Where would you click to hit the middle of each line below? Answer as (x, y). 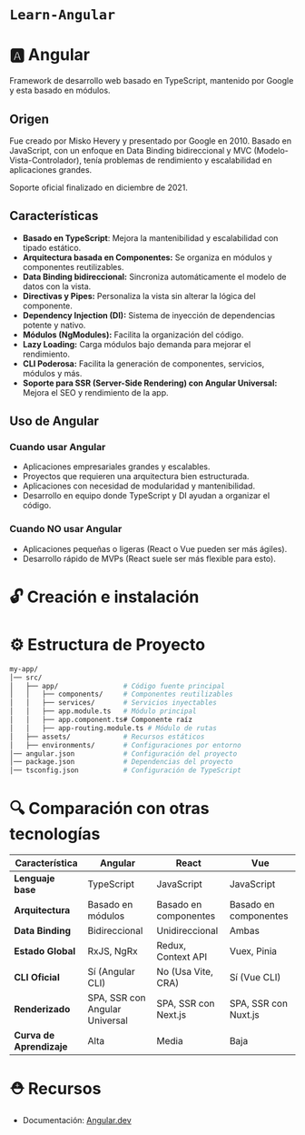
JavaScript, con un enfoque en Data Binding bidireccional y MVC (131, 150)
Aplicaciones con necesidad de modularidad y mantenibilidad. (139, 486)
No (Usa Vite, (185, 972)
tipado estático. (52, 247)
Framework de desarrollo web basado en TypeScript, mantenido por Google (152, 81)
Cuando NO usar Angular (66, 529)
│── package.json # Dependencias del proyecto (121, 762)
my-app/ (24, 669)
